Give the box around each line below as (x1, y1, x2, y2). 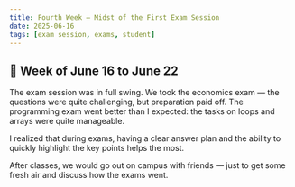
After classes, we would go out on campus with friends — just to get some (9, 160, 286, 171)
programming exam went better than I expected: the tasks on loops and (9, 106, 275, 117)
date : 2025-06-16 (9, 22, 75, 31)
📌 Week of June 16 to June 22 (9, 63, 179, 78)
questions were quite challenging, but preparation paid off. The (9, 96, 244, 108)
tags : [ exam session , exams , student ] (9, 30, 155, 39)
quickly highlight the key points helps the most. (9, 143, 185, 154)
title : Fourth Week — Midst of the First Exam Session (9, 13, 220, 22)
